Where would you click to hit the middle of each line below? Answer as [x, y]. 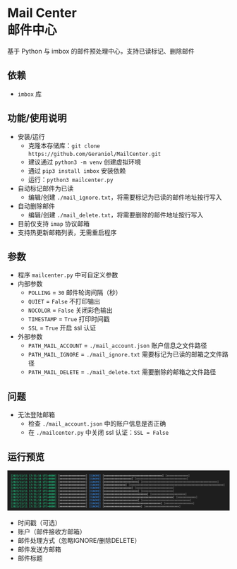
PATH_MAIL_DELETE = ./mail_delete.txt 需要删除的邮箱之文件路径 [122, 372]
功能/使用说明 [37, 118]
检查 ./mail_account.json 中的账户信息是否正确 [97, 424]
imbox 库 [30, 94]
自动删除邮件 [36, 205]
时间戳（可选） [39, 522]
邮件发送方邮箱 [39, 549]
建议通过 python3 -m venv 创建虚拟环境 [84, 162]
